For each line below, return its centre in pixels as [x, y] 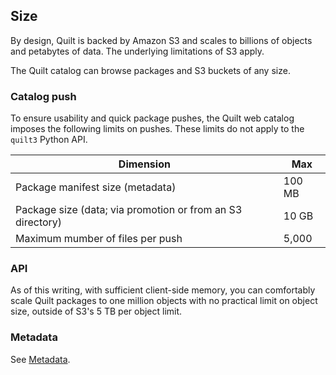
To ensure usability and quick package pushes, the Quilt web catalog [152, 118]
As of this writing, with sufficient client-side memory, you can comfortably [163, 290]
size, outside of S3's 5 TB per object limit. [96, 311]
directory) [39, 222]
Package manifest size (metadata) [96, 187]
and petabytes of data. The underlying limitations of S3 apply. [137, 51]
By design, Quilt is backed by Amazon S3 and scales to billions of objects [161, 40]
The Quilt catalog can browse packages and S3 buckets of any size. [150, 70]
